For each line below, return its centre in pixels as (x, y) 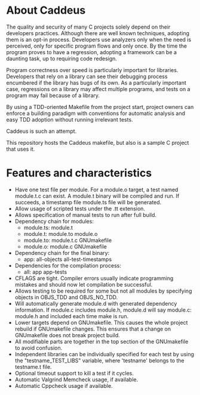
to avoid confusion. (39, 348)
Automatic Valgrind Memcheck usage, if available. (76, 380)
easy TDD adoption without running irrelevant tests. (70, 119)
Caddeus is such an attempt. (41, 131)
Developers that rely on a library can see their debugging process (87, 76)
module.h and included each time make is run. (72, 316)
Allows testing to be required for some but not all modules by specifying (103, 291)
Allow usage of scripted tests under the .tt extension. (80, 209)
